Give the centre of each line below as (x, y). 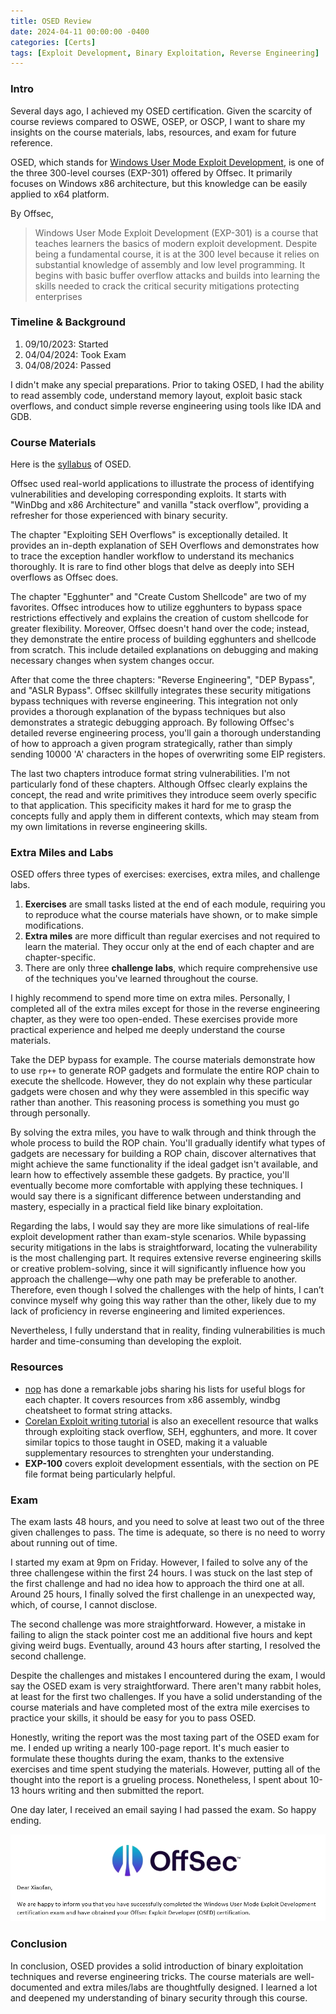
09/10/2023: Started (66, 344)
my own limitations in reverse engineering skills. (109, 827)
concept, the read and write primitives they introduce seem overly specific (163, 795)
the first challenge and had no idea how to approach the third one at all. (157, 1584)
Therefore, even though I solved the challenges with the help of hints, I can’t (167, 1290)
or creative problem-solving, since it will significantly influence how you (158, 1269)
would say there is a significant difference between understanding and (156, 1196)
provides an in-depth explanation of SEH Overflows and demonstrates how (165, 546)
